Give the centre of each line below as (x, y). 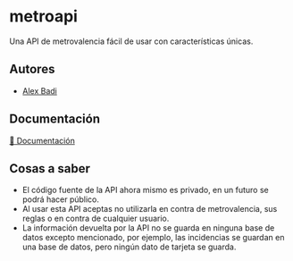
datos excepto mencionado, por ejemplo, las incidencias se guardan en (153, 238)
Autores (32, 69)
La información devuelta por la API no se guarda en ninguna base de (148, 228)
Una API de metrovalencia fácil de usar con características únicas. (131, 41)
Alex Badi (40, 90)
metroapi (44, 17)
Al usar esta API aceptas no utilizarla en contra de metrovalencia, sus (150, 209)
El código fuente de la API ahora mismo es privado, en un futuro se (146, 190)
